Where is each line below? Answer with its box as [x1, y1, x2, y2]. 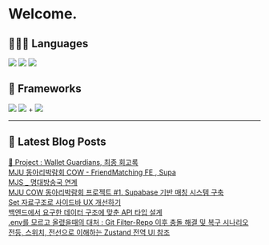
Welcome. [8, 5, 78, 23]
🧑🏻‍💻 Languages [8, 37, 89, 50]
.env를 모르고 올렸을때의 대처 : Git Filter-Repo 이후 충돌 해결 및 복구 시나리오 [8, 217, 249, 227]
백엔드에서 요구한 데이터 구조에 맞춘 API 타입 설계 [8, 207, 163, 217]
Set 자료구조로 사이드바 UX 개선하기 [8, 197, 122, 207]
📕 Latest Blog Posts [8, 135, 106, 149]
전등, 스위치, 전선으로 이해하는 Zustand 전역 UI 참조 [8, 227, 171, 237]
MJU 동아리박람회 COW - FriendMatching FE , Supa [8, 167, 176, 177]
